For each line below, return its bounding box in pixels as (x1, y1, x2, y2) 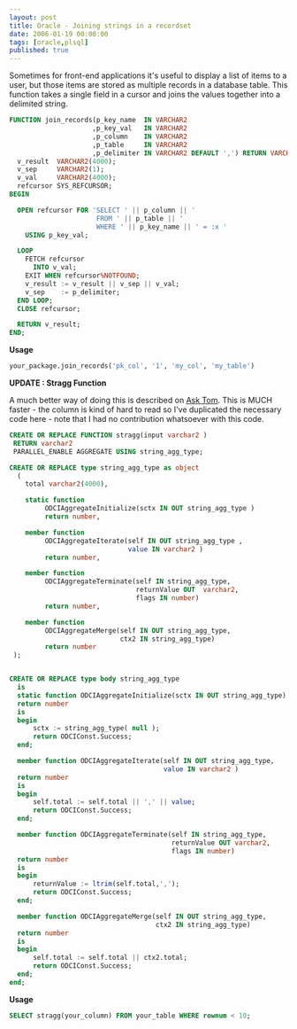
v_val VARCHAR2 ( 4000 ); (17, 174, 117, 183)
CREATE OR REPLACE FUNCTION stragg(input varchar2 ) (9, 431, 208, 440)
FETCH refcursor (25, 254, 86, 264)
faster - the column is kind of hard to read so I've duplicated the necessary (9, 404, 282, 415)
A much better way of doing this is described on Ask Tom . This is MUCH (9, 395, 272, 405)
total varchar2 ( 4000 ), (25, 479, 109, 488)
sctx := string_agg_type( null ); (32, 724, 161, 733)
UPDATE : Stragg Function (9, 378, 107, 388)
